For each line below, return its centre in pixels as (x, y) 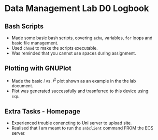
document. (22, 86)
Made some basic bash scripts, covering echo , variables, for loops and (82, 38)
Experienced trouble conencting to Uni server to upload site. (72, 123)
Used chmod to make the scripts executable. (55, 48)
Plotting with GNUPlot (38, 68)
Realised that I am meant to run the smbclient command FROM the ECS (82, 128)
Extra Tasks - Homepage (43, 111)
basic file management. (35, 43)
